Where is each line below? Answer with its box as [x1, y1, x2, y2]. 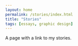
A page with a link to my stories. [5, 35, 72, 41]
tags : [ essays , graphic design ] [5, 21, 73, 26]
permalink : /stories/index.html [5, 12, 73, 17]
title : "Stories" [5, 16, 42, 21]
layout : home [5, 7, 33, 12]
